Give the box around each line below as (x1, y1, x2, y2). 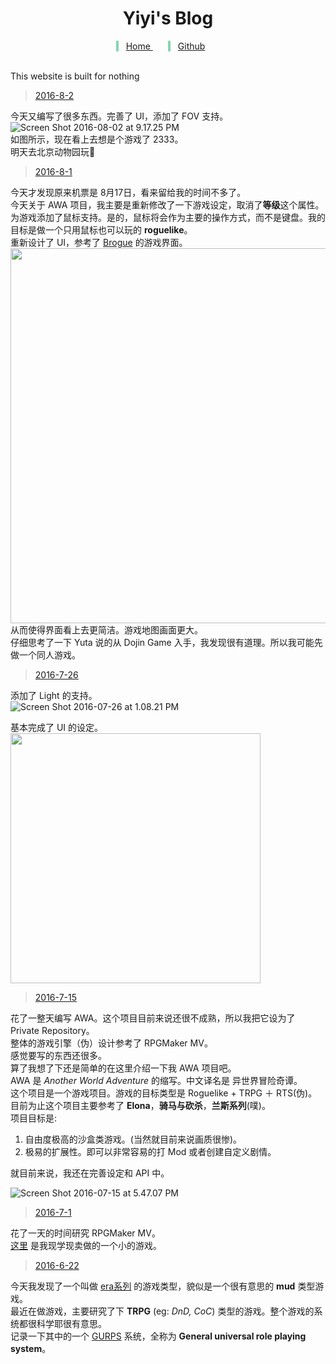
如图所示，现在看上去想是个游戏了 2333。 (10, 133, 184, 145)
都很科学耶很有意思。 (18, 1317, 107, 1329)
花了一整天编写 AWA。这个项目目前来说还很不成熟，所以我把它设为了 (10, 1012, 296, 1024)
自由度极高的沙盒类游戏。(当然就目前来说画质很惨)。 (24, 1133, 243, 1145)
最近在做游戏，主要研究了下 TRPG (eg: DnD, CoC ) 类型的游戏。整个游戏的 (10, 1305, 315, 1317)
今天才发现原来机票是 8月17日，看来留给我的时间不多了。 (10, 186, 247, 198)
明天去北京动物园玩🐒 (10, 145, 96, 157)
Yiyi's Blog (122, 7, 214, 30)
